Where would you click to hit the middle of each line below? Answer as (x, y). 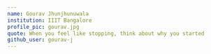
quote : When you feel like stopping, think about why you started (106, 33)
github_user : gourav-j (40, 40)
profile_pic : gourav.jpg (43, 27)
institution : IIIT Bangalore (50, 20)
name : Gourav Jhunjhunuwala (48, 14)
